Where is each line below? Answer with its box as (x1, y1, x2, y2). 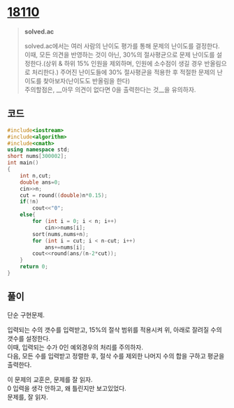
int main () (7, 159, 39, 166)
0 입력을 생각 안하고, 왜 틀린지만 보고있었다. (7, 384, 127, 392)
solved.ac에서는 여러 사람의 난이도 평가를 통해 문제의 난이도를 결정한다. (24, 41, 220, 50)
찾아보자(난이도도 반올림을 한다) (43, 76, 131, 85)
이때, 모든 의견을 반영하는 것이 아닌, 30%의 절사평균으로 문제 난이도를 (24, 50, 215, 59)
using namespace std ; (7, 146, 71, 154)
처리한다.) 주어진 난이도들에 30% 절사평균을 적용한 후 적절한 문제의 (31, 68, 216, 76)
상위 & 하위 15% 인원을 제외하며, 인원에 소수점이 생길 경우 (45, 59, 203, 67)
